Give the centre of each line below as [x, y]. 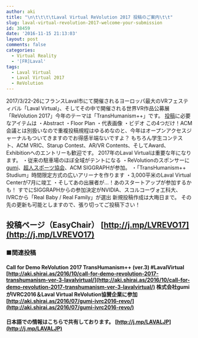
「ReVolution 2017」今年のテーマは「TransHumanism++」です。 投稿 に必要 [98, 116]
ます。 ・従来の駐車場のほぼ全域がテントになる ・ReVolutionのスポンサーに [98, 160]
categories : [21, 50]
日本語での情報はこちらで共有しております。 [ [61, 321]
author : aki [21, 12]
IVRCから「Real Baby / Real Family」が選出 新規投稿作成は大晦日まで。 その [99, 197]
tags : [13, 67]
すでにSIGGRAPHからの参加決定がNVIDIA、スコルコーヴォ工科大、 [99, 190]
